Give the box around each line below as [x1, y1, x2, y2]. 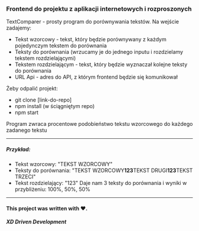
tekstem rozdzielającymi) [14, 55, 76, 62]
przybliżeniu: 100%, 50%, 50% [14, 186, 91, 193]
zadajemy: [6, 24, 31, 31]
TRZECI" [14, 173, 36, 180]
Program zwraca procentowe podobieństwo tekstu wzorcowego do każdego [6, 121, 193, 128]
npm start [14, 109, 38, 116]
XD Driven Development [6, 218, 67, 226]
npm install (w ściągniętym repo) [14, 103, 95, 110]
